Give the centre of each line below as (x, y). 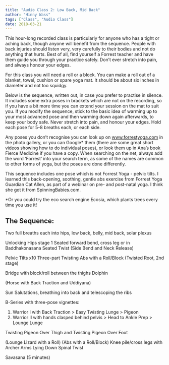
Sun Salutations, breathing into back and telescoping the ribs (69, 292)
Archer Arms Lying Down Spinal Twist (44, 348)
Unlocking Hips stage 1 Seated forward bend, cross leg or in (68, 243)
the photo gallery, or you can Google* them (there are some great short (79, 143)
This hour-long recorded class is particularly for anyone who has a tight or (82, 38)
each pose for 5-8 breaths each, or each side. (53, 128)
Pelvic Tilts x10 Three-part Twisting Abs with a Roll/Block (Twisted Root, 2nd (85, 258)
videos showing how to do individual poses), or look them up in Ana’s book (83, 148)
